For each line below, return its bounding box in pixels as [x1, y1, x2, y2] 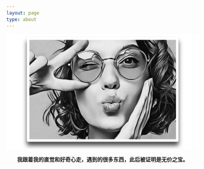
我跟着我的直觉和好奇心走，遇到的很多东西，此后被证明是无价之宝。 [17, 156, 188, 163]
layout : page [6, 10, 40, 16]
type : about [6, 16, 37, 23]
